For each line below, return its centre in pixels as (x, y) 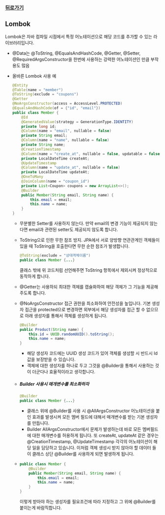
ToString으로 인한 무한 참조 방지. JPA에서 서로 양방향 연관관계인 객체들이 (90, 240)
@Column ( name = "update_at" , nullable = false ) (71, 168)
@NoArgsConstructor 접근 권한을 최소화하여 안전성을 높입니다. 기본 (85, 303)
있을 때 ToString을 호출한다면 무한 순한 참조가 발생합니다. (75, 246)
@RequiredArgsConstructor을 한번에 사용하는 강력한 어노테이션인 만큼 (81, 59)
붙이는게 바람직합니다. (41, 508)
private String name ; (43, 145)
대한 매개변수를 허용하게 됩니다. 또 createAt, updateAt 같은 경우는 (96, 435)
